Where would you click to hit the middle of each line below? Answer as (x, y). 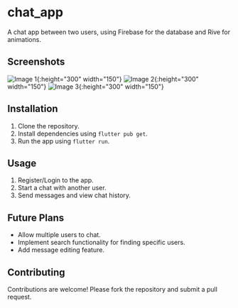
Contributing (36, 272)
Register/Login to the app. (55, 180)
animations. (24, 39)
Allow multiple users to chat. (59, 235)
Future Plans (36, 218)
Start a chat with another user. (62, 188)
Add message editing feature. (61, 250)
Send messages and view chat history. (74, 195)
